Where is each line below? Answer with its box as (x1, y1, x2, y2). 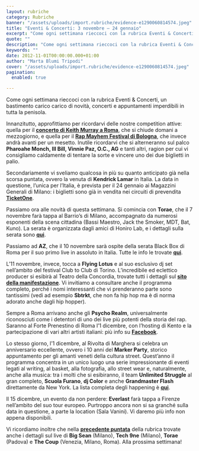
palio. (6, 158, 20, 165)
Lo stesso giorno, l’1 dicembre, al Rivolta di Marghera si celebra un (6, 340, 168, 347)
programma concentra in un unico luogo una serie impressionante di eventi (6, 359, 190, 366)
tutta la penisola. (6, 109, 47, 116)
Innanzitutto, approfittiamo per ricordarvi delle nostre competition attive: (6, 120, 182, 127)
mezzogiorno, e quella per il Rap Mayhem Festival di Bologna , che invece (6, 133, 187, 140)
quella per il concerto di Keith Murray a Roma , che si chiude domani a (6, 127, 178, 134)
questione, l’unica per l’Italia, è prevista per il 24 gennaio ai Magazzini (6, 182, 176, 189)
